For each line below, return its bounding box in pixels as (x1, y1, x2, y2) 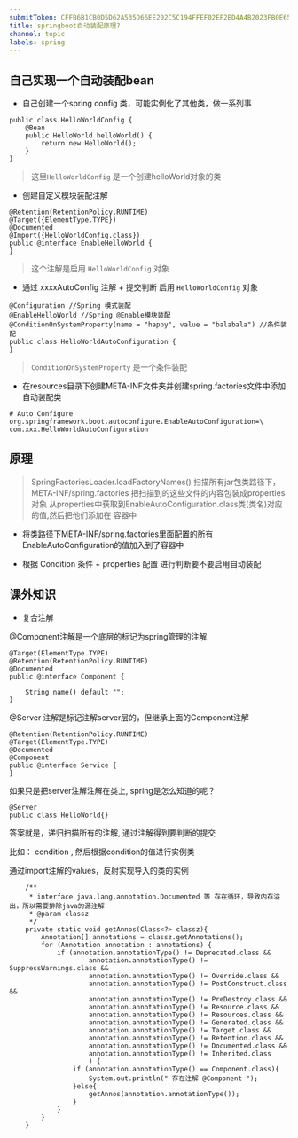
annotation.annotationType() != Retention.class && (88, 1033, 284, 1042)
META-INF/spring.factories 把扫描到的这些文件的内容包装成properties (30, 487, 286, 498)
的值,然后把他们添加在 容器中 (30, 509, 137, 520)
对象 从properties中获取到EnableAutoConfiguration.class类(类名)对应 (30, 498, 283, 509)
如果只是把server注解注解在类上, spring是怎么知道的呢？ (9, 785, 216, 796)
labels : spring (9, 37, 66, 47)
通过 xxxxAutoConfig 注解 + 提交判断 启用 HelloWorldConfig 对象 (21, 282, 259, 293)
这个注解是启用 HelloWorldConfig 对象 (30, 263, 170, 274)
